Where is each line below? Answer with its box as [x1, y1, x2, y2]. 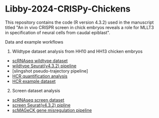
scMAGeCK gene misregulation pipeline [12, 107, 92, 113]
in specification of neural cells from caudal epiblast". [5, 29, 110, 35]
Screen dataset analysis [12, 88, 60, 93]
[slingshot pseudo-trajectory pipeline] [12, 68, 88, 74]
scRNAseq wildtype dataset [12, 58, 68, 63]
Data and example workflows [5, 39, 64, 44]
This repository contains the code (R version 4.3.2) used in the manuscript [5, 19, 154, 25]
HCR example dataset [12, 78, 56, 84]
